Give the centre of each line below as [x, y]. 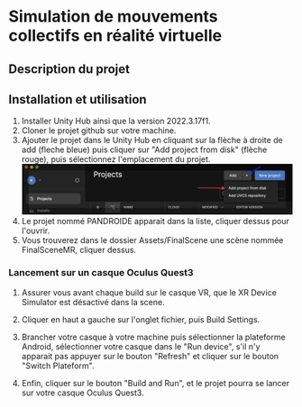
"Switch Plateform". [58, 366]
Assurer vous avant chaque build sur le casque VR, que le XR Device [149, 292]
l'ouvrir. [36, 231]
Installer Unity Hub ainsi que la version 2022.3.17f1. [116, 121]
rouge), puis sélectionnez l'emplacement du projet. [116, 159]
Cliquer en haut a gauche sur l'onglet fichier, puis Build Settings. [141, 319]
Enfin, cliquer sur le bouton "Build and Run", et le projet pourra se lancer [156, 383]
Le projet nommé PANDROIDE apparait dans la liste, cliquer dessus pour [155, 221]
